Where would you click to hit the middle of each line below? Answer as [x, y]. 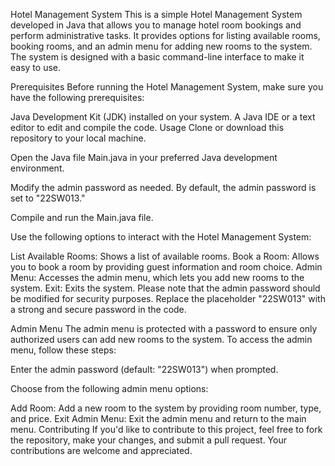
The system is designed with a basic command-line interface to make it [157, 57]
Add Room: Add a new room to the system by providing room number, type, [166, 408]
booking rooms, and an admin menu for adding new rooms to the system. [161, 46]
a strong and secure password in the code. [98, 309]
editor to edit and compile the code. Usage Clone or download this [147, 127]
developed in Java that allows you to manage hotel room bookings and [156, 25]
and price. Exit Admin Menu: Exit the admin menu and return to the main [158, 418]
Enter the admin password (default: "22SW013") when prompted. [144, 369]
